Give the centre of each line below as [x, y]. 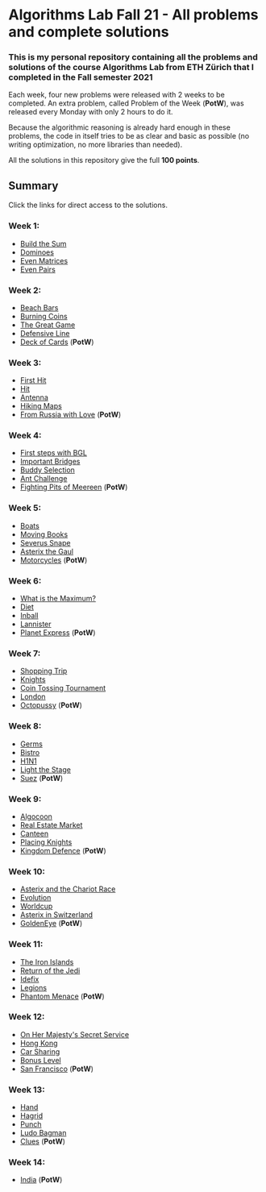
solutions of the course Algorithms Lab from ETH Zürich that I [131, 68]
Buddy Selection [47, 470]
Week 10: [27, 871]
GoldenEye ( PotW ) [51, 924]
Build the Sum [43, 243]
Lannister [35, 624]
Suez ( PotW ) [42, 778]
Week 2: [25, 290]
